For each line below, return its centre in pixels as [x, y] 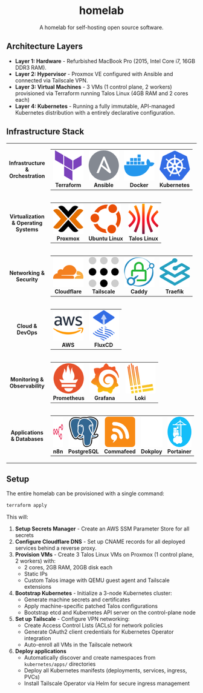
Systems [27, 229]
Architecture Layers [45, 46]
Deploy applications [40, 651]
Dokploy [152, 451]
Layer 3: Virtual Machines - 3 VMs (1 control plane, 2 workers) [93, 87]
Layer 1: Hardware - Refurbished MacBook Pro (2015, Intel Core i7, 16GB [105, 61]
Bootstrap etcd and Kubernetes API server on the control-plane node [110, 612]
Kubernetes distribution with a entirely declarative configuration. [95, 112]
